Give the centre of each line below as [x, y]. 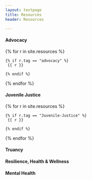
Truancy [14, 150]
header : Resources [25, 19]
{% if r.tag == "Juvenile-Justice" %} [46, 115]
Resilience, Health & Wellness [37, 161]
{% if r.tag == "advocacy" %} [37, 61]
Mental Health [20, 173]
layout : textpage [24, 10]
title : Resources [24, 15]
